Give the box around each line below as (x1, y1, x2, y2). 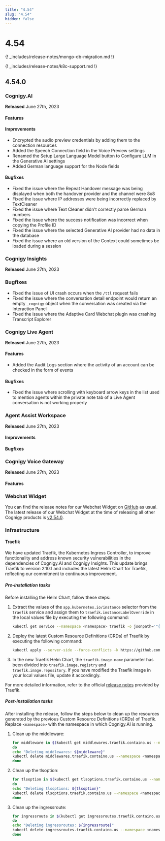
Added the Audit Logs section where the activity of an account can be (12, 362, 155, 368)
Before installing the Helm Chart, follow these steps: (5, 594, 111, 601)
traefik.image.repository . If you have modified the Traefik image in (12, 667, 151, 673)
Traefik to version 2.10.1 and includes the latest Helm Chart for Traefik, (5, 566, 147, 572)
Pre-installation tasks (5, 582, 51, 588)
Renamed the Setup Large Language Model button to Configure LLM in (12, 153, 157, 159)
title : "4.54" (5, 7, 34, 12)
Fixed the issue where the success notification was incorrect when (12, 217, 148, 223)
